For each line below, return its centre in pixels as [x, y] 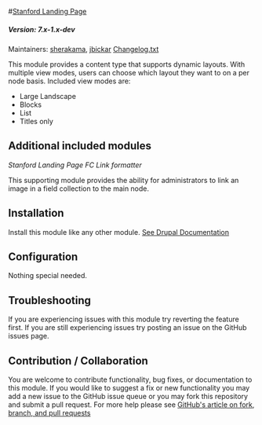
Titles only [36, 121]
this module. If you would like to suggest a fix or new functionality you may [129, 388]
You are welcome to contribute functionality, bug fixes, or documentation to [130, 379]
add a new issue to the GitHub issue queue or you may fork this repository [128, 397]
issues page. [29, 336]
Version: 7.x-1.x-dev [42, 29]
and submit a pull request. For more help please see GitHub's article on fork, [131, 405]
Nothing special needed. [48, 276]
